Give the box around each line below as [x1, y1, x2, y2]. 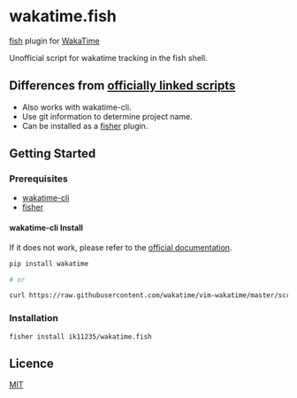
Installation [9, 312, 59, 325]
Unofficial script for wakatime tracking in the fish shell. [9, 52, 208, 63]
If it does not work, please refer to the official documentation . [9, 241, 232, 253]
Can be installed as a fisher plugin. [21, 120, 148, 131]
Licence [9, 356, 55, 371]
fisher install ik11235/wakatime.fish [9, 332, 152, 341]
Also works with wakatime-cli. [21, 102, 132, 112]
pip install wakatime [9, 259, 89, 268]
